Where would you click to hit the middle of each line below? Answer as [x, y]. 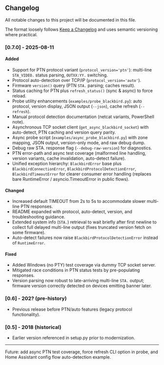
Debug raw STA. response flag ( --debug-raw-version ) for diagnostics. [82, 148]
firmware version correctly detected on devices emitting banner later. [82, 286]
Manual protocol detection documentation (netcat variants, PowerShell [83, 117]
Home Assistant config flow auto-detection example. [58, 357]
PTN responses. [37, 207]
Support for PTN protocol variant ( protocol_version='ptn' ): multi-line [82, 70]
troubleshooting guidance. [39, 217]
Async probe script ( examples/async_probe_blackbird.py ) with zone [80, 137]
